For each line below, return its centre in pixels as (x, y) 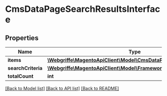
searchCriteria (25, 68)
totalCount (21, 76)
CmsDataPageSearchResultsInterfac (83, 9)
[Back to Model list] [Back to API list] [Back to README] (62, 88)
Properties (22, 38)
